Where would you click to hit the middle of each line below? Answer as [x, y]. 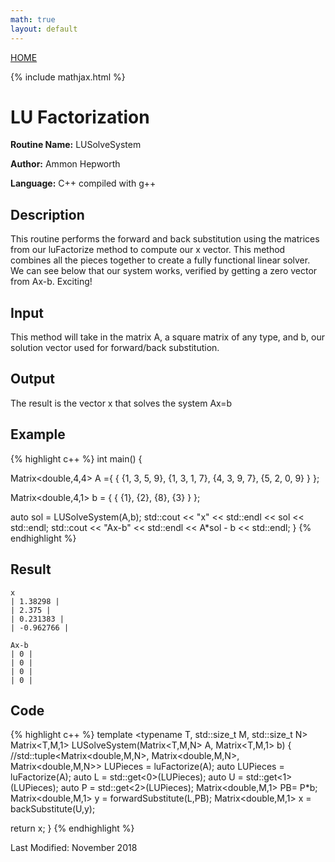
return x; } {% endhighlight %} [72, 828]
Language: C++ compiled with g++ [83, 183]
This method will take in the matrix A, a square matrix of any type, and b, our [167, 337]
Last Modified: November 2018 [74, 848]
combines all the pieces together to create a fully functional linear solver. [160, 260]
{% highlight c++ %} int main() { [76, 458]
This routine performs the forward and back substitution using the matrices [165, 239]
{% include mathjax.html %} [68, 77]
